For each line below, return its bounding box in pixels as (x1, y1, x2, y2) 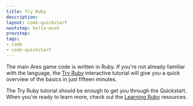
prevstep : (6, 31, 31, 37)
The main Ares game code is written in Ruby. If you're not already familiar (6, 63, 185, 70)
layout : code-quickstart (6, 19, 67, 25)
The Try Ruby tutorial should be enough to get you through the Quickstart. (6, 87, 187, 94)
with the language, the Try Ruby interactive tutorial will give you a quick (6, 69, 181, 77)
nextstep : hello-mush (6, 25, 60, 31)
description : (6, 14, 38, 20)
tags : (6, 36, 20, 42)
